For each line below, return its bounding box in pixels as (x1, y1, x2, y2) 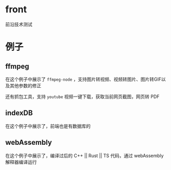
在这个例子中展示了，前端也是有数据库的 (5, 123, 91, 129)
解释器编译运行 (5, 159, 37, 165)
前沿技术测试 (5, 21, 32, 27)
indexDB (5, 109, 33, 118)
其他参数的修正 (9, 82, 41, 88)
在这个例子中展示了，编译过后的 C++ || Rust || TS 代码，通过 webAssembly (5, 153, 164, 159)
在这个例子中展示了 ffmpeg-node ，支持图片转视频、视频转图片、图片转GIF (5, 76, 162, 82)
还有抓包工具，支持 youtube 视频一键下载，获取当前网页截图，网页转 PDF (5, 93, 160, 100)
